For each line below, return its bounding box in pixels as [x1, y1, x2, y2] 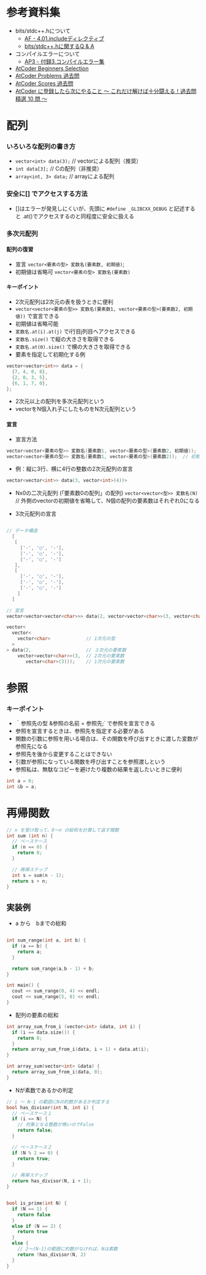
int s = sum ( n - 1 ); [12, 872, 64, 878]
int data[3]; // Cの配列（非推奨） [15, 165, 102, 173]
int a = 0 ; [6, 778, 34, 784]
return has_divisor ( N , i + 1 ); [12, 1178, 92, 1184]
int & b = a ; [6, 784, 37, 790]
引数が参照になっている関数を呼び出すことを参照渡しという [15, 758, 166, 765]
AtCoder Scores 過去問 [15, 79, 74, 87]
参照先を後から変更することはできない [15, 750, 112, 757]
